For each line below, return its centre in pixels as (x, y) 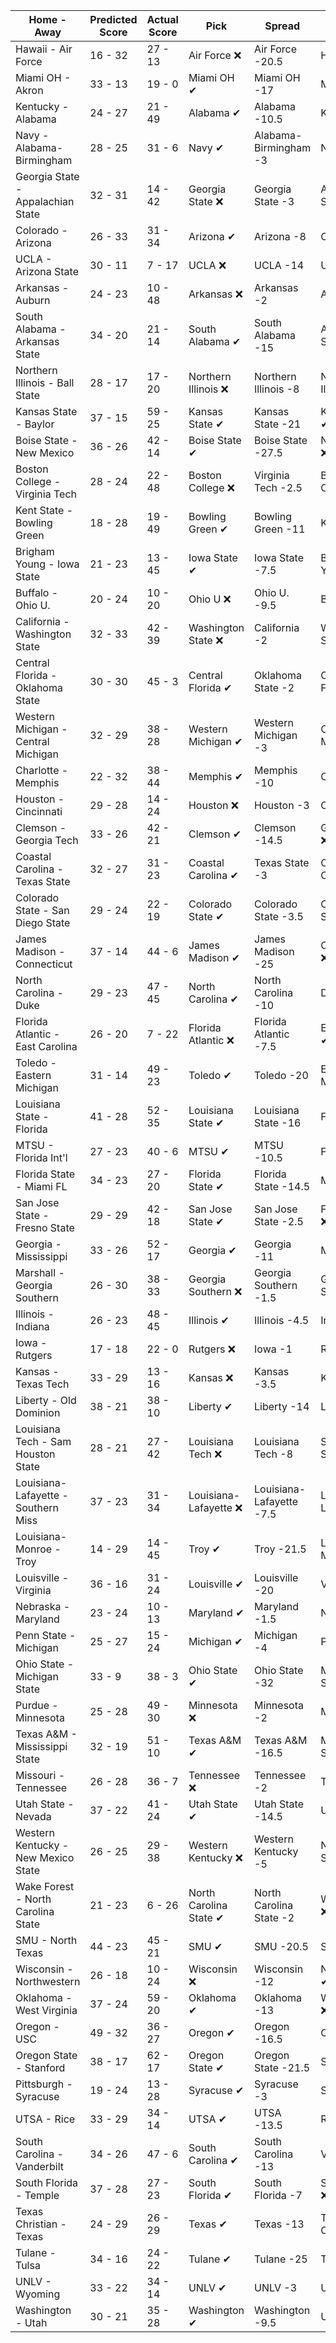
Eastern (33, 1075)
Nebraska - (43, 1606)
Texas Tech (42, 1384)
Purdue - (37, 1705)
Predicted (113, 19)
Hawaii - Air (44, 49)
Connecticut (44, 964)
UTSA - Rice (45, 2119)
